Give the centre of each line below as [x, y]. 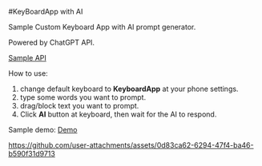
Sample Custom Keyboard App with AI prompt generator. [102, 27]
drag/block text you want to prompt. [79, 106]
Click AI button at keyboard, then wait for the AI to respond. [118, 114]
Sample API [27, 58]
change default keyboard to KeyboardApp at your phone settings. [129, 89]
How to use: [28, 73]
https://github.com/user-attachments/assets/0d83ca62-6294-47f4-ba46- [131, 145]
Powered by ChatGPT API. [51, 42]
